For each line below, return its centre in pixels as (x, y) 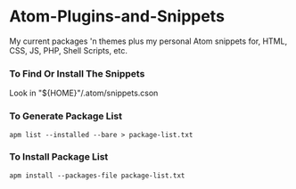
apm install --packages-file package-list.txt (97, 176)
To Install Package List (59, 157)
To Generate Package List (66, 116)
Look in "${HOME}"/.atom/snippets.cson (84, 93)
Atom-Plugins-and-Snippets (117, 16)
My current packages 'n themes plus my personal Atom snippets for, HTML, (148, 41)
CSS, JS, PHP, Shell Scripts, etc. (68, 50)
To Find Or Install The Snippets (77, 73)
